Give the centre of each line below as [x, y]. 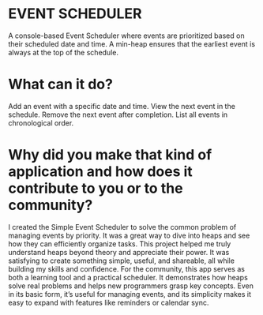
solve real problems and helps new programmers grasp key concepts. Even [131, 286]
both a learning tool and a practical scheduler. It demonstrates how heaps [128, 277]
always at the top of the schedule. [63, 52]
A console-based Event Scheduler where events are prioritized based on [126, 36]
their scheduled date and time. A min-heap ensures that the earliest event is [131, 43]
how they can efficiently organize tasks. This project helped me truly [120, 244]
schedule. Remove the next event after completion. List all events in [118, 114]
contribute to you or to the [96, 188]
